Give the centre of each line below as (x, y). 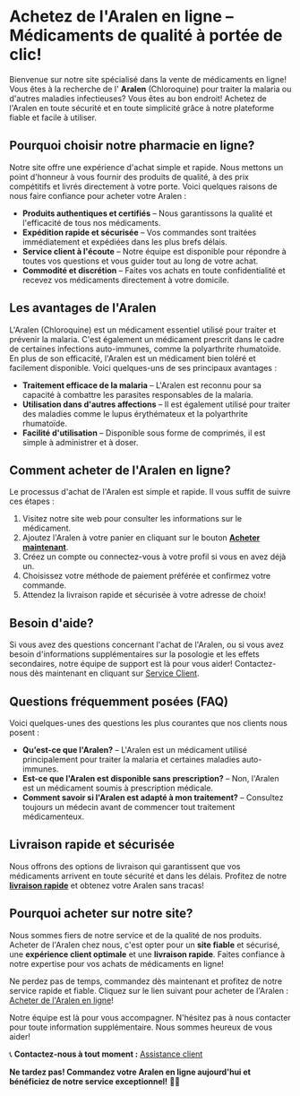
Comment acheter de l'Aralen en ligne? (120, 470)
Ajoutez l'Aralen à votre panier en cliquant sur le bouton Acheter (141, 538)
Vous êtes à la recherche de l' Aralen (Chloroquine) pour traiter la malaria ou (150, 89)
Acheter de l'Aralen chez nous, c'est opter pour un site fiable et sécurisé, (145, 945)
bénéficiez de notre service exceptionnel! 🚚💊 (95, 1081)
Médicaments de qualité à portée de (146, 35)
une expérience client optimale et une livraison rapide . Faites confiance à (147, 954)
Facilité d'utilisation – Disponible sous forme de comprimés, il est (144, 433)
